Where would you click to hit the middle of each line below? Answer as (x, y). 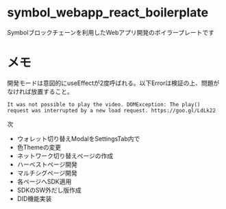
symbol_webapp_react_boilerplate (108, 13)
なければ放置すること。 (40, 91)
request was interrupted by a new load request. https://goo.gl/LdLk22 (111, 110)
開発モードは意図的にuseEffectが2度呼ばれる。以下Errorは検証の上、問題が (113, 83)
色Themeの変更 (39, 147)
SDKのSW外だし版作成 (49, 190)
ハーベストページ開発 (47, 164)
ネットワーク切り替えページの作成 (65, 156)
